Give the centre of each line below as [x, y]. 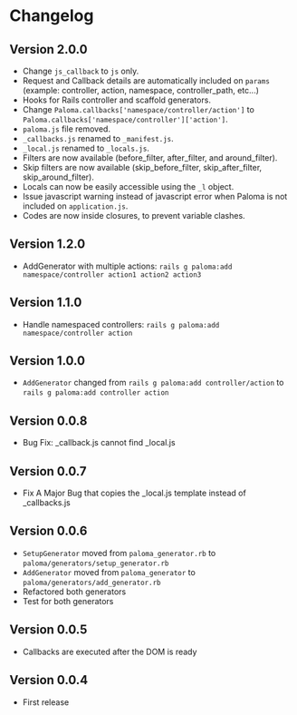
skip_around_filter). [58, 177]
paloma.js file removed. [67, 129]
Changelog [52, 16]
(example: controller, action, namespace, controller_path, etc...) [141, 90]
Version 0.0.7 [48, 471]
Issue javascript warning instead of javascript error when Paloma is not [155, 196]
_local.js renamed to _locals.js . [86, 148]
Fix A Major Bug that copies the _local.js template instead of [134, 493]
